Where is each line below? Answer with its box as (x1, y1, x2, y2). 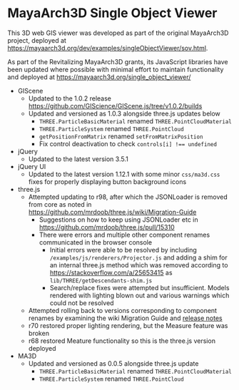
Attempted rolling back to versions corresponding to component (28, 306, 218, 314)
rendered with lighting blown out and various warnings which (49, 291, 230, 299)
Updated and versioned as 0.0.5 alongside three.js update (28, 359, 199, 368)
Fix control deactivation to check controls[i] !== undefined (39, 139, 218, 148)
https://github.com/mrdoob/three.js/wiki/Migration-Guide (28, 207, 197, 216)
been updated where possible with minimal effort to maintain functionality (7, 65, 224, 73)
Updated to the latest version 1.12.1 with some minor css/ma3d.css (28, 170, 220, 178)
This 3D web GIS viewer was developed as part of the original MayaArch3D (7, 29, 229, 37)
